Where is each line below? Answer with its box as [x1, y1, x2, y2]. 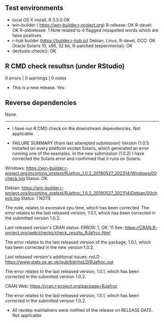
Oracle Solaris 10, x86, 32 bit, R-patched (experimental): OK [12, 42, 133, 48]
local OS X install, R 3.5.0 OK [12, 17, 70, 22]
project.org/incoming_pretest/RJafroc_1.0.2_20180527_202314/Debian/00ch [5, 190, 158, 196]
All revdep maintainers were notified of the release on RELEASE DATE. [12, 307, 153, 313]
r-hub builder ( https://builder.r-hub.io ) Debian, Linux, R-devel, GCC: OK [12, 38, 155, 43]
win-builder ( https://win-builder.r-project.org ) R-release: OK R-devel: [12, 22, 152, 28]
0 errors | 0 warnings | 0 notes [5, 75, 67, 81]
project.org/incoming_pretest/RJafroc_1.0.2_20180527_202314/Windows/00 [5, 170, 157, 176]
